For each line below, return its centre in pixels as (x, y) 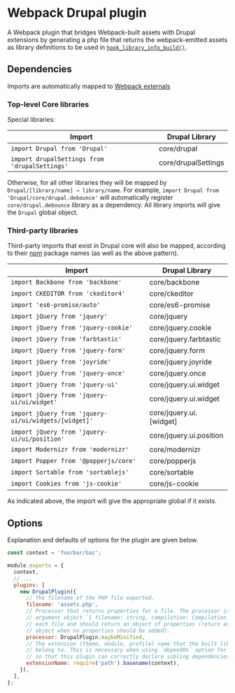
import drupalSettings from (57, 159)
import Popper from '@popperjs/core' (73, 461)
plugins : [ (29, 585)
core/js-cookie (174, 483)
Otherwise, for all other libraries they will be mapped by (87, 183)
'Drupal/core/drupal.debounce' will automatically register (90, 198)
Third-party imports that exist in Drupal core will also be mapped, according (116, 246)
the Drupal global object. (43, 212)
